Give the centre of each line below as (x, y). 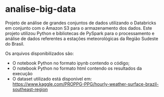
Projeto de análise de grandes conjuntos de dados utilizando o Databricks (81, 23)
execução (22, 73)
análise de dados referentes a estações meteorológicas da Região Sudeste (82, 39)
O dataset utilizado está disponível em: (52, 79)
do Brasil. (15, 44)
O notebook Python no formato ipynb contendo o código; (71, 63)
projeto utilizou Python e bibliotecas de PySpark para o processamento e (80, 33)
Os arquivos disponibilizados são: (40, 53)
